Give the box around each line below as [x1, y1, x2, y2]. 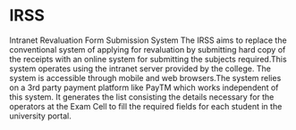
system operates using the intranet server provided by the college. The [9, 63, 271, 74]
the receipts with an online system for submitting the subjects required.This [9, 53, 288, 64]
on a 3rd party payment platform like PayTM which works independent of [9, 82, 279, 93]
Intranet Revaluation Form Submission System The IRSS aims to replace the [9, 35, 288, 45]
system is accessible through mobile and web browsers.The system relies [9, 72, 282, 83]
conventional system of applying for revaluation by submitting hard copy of [9, 44, 286, 54]
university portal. [9, 110, 72, 121]
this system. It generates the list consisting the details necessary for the [9, 91, 275, 102]
